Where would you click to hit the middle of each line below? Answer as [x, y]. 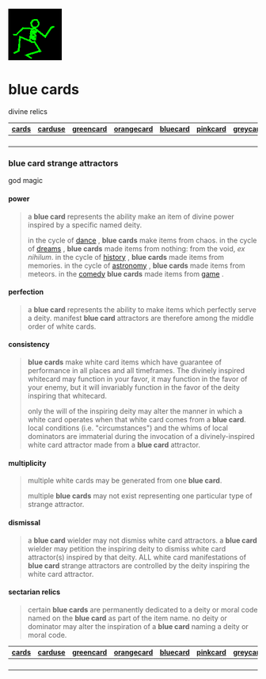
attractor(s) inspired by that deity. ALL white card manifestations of [137, 557]
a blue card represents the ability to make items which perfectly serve [142, 309]
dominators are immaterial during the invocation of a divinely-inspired [141, 437]
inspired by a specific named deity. [85, 225]
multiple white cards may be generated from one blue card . [125, 481]
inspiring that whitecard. [67, 396]
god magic [26, 181]
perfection [26, 292]
